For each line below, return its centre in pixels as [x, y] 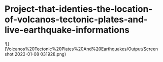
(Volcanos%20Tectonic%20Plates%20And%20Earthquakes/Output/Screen [81, 49]
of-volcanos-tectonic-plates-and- [76, 19]
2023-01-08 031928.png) [40, 54]
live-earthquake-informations [67, 30]
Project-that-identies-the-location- [79, 9]
